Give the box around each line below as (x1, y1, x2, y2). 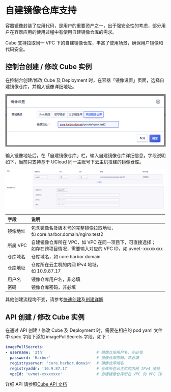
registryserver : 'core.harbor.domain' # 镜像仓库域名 (10, 360, 124, 365)
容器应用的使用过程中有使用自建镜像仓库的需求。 (14, 29, 117, 35)
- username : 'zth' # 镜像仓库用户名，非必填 (5, 350, 143, 355)
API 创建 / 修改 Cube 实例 (5, 312, 85, 322)
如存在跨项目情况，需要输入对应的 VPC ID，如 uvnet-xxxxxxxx (31, 246, 163, 252)
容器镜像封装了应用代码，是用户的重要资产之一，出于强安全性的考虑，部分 (5, 22, 161, 29)
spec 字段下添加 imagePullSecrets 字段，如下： (11, 334, 111, 340)
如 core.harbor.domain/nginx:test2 (31, 231, 103, 237)
